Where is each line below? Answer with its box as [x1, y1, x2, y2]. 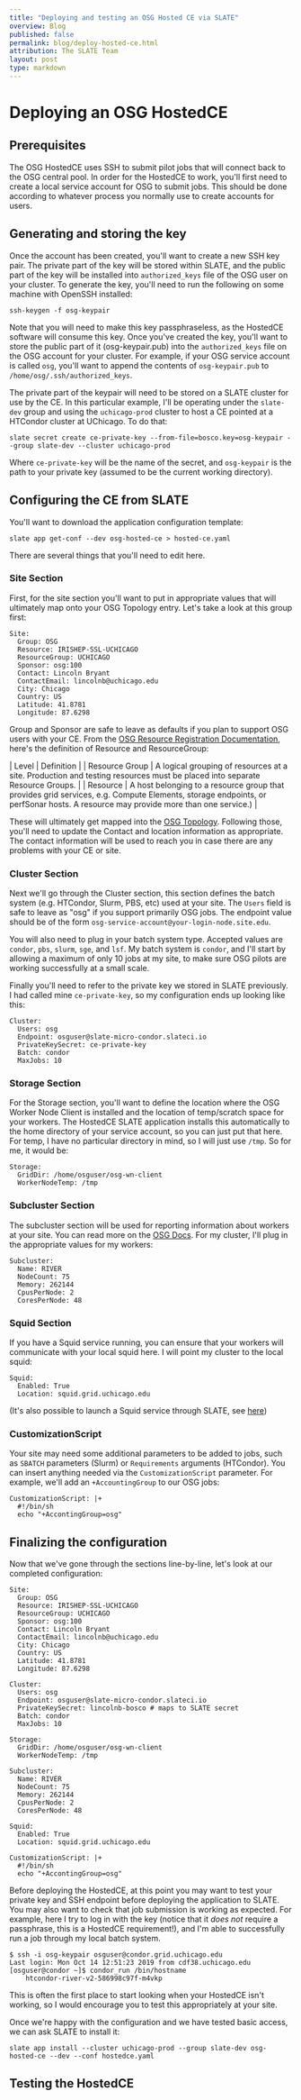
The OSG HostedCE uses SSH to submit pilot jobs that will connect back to [9, 161, 286, 172]
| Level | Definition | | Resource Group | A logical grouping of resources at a [9, 760, 288, 771]
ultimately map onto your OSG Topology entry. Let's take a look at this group [9, 602, 293, 613]
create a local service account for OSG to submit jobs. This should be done [9, 181, 288, 192]
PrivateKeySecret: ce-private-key [17, 1041, 146, 1050]
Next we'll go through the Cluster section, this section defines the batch [9, 888, 276, 899]
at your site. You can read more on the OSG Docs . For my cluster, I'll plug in [9, 1229, 288, 1240]
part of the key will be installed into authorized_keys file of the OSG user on [9, 269, 288, 280]
